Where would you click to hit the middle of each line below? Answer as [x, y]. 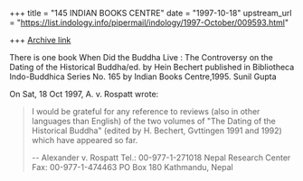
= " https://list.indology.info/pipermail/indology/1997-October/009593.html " [149, 23]
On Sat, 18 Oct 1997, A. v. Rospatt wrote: [84, 94]
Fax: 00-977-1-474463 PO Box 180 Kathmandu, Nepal [132, 167]
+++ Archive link [40, 40]
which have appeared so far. [85, 140]
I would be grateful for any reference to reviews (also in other [146, 111]
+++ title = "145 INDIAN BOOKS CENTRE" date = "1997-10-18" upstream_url [151, 13]
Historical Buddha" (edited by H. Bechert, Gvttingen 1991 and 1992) [156, 131]
